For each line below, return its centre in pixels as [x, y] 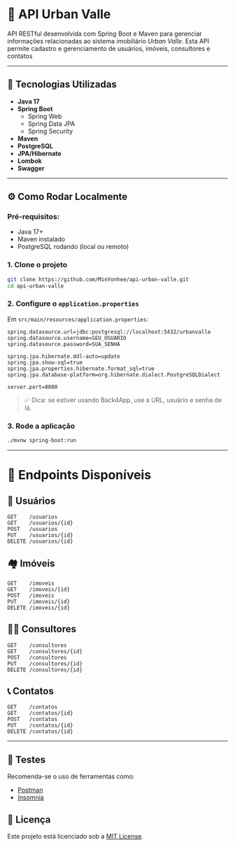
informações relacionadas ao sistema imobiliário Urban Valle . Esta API [108, 41]
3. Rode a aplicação [41, 426]
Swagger [31, 168]
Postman [30, 790]
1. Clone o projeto [37, 265]
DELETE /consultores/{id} [45, 670]
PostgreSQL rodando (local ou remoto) [73, 247]
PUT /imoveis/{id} [39, 602]
